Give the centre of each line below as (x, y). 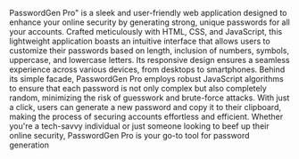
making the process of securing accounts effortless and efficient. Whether (146, 116)
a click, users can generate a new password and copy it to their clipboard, (145, 107)
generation (29, 145)
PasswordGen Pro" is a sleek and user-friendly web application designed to (148, 13)
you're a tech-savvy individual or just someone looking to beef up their (139, 126)
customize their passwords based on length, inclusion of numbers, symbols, (149, 51)
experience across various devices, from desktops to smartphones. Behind (147, 69)
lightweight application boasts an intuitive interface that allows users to (140, 41)
